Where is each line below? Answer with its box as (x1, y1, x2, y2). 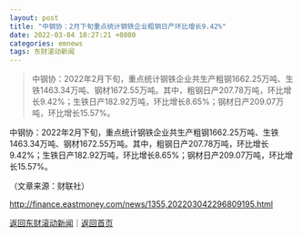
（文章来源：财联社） (9, 180, 89, 191)
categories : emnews (9, 38, 84, 48)
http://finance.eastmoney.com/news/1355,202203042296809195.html (9, 199, 274, 210)
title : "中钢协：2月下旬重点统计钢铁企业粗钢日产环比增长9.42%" (9, 22, 226, 31)
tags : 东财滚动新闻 (9, 47, 75, 57)
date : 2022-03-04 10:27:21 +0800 (9, 30, 136, 39)
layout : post (9, 13, 59, 23)
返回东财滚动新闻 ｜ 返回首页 (9, 218, 114, 229)
